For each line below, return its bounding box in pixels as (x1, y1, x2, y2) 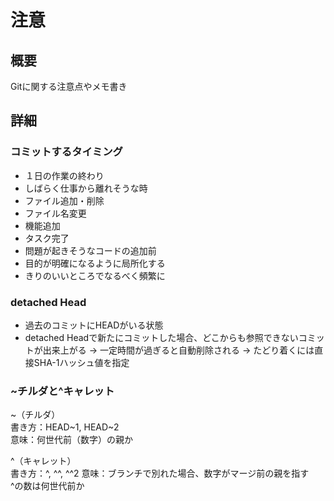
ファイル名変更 (24, 207, 87, 219)
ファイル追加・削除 (24, 194, 105, 206)
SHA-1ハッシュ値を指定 (33, 356, 130, 368)
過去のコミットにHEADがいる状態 (24, 319, 164, 331)
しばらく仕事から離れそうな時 (24, 182, 148, 194)
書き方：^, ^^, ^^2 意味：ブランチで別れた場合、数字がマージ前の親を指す (10, 467, 310, 480)
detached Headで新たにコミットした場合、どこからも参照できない (24, 331, 299, 343)
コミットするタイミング (10, 145, 123, 159)
